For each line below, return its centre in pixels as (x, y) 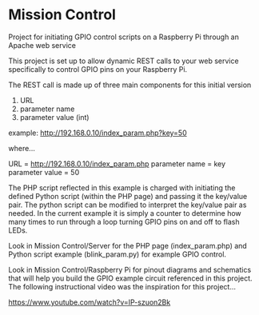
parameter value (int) (54, 117)
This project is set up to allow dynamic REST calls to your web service (124, 61)
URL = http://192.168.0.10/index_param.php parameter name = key (117, 163)
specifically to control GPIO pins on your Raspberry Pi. (98, 69)
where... (22, 148)
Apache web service (42, 45)
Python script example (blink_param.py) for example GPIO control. (117, 254)
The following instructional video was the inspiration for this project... (122, 286)
